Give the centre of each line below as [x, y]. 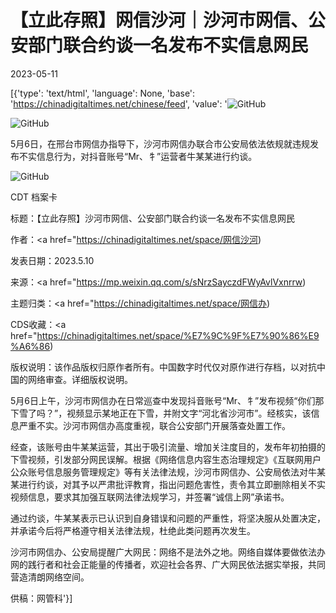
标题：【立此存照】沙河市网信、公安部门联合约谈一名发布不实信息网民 [152, 218]
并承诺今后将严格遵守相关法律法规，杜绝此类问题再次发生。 [133, 530]
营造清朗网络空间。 [50, 577]
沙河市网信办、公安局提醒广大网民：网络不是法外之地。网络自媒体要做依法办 [168, 552]
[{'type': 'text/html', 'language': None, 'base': [103, 93]
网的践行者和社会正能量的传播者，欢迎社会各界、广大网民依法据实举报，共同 [168, 564]
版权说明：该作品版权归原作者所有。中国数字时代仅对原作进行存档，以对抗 [163, 367]
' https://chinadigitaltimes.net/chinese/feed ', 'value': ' [119, 103]
